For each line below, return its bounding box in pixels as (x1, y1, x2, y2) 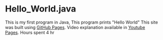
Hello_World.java (5, 3, 76, 14)
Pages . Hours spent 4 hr (5, 29, 55, 35)
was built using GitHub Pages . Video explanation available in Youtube (5, 24, 145, 30)
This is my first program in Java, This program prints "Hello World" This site (5, 19, 158, 25)
